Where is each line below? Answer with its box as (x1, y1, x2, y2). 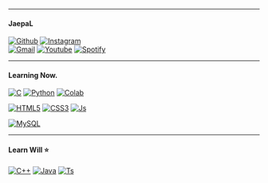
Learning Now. (8, 70, 58, 80)
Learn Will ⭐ (8, 145, 49, 154)
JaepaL (8, 18, 33, 28)
